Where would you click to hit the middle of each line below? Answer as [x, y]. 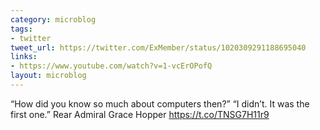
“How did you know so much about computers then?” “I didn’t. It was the [160, 103]
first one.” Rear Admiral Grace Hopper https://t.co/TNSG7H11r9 [140, 114]
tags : [21, 29]
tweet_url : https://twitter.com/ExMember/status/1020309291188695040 [158, 47]
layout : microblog [48, 76]
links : [24, 57]
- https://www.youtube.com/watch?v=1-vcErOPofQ [111, 66]
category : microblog [53, 19]
